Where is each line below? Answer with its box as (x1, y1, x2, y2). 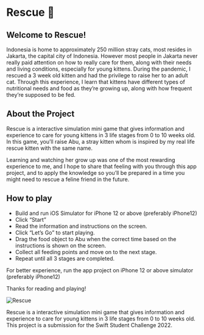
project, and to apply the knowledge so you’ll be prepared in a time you (6, 169, 185, 176)
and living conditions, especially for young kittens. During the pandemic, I (6, 65, 191, 72)
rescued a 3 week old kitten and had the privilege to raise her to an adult (6, 72, 189, 79)
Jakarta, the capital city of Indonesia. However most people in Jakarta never (6, 52, 198, 60)
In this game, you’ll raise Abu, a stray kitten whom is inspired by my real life (6, 138, 195, 145)
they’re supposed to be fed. (6, 91, 76, 98)
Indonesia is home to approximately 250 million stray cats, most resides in (6, 46, 192, 53)
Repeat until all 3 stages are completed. (15, 255, 114, 262)
